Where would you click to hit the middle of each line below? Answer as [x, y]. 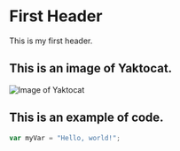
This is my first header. [51, 41]
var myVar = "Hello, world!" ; [65, 138]
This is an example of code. [86, 118]
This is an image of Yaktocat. [91, 68]
